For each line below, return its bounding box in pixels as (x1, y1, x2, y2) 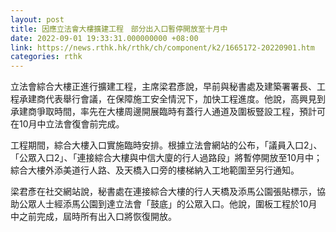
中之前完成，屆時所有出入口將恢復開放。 (10, 211, 177, 223)
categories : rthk (10, 52, 83, 62)
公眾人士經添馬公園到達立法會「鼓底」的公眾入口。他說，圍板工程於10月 (18, 198, 318, 210)
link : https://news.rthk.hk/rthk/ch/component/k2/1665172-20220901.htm (10, 42, 315, 53)
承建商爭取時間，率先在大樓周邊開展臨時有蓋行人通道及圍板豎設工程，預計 (10, 106, 317, 118)
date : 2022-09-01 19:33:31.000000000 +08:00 (10, 33, 199, 43)
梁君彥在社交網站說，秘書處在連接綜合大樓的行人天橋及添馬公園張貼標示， (10, 186, 317, 198)
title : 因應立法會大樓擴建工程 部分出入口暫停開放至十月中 (10, 24, 228, 34)
